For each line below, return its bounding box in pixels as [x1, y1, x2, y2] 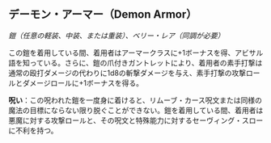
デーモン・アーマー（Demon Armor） [8, 7, 197, 22]
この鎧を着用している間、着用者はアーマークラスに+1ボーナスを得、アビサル [8, 48, 264, 57]
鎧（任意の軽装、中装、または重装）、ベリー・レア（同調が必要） [8, 31, 225, 40]
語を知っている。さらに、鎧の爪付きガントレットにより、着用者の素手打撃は [8, 57, 263, 67]
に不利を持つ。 [8, 125, 58, 135]
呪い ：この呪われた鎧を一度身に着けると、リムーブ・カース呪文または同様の [8, 95, 263, 105]
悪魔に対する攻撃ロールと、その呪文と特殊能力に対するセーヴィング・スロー [8, 116, 264, 125]
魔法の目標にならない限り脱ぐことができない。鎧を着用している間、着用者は [8, 105, 264, 115]
